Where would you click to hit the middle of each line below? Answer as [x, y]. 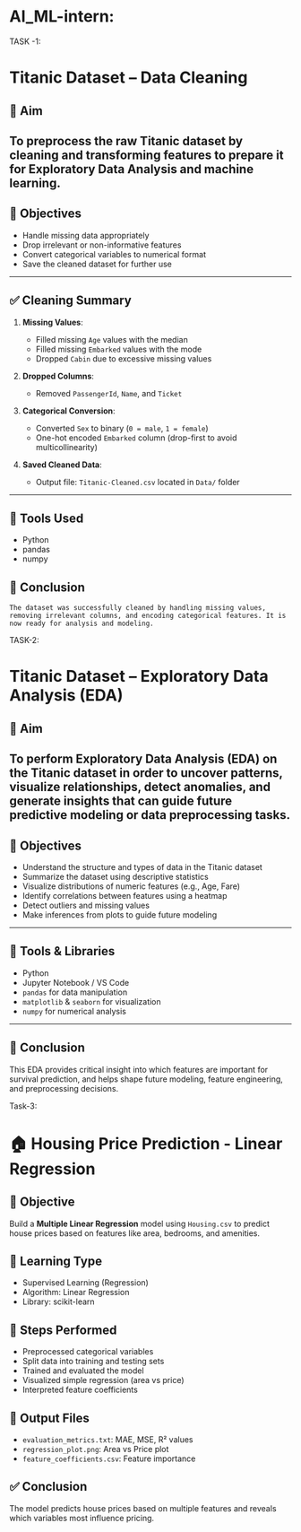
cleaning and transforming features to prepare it [146, 155]
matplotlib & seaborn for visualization [91, 1001]
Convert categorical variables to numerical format [114, 254]
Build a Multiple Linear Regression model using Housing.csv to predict [140, 1223]
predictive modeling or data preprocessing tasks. [150, 815]
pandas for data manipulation [75, 992]
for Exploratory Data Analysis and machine [131, 169]
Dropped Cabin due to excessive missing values [124, 358]
